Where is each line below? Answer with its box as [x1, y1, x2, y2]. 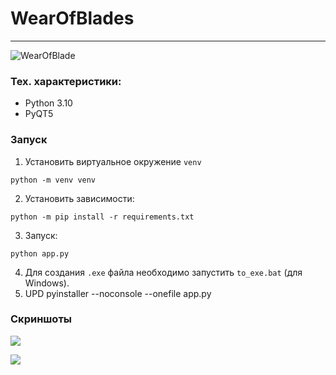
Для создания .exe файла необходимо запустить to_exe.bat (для [24, 266, 303, 278]
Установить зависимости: [24, 192, 135, 204]
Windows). [24, 277, 70, 289]
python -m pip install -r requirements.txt [10, 212, 195, 222]
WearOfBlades [10, 7, 135, 30]
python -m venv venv [10, 175, 97, 185]
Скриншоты [10, 312, 73, 326]
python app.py [10, 248, 70, 259]
